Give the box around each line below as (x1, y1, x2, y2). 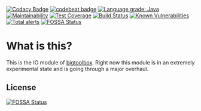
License (6, 82, 36, 92)
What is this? (6, 39, 73, 53)
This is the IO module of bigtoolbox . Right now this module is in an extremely (6, 58, 195, 66)
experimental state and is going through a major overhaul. (6, 65, 149, 72)
